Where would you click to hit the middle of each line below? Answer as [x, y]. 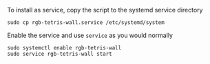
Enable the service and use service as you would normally [90, 35]
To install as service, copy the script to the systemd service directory [105, 10]
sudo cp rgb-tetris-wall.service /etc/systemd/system [86, 23]
